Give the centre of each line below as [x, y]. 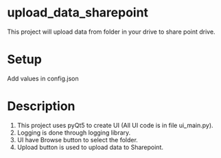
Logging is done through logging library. [74, 133]
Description [41, 106]
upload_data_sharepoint [78, 13]
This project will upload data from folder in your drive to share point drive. [111, 32]
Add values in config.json [43, 78]
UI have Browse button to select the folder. [78, 139]
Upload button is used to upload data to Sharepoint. [90, 147]
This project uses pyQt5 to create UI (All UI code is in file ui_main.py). [115, 125]
